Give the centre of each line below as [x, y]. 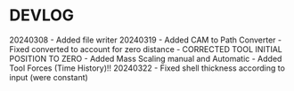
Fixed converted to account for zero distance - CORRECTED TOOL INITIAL [146, 49]
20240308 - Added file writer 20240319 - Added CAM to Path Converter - [146, 40]
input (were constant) [49, 77]
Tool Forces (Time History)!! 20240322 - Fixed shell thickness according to [147, 68]
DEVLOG [41, 15]
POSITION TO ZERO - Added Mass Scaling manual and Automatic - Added [146, 58]
